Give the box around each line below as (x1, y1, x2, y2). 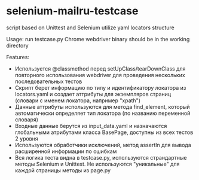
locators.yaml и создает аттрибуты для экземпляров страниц (14, 90, 172, 97)
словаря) (14, 115, 39, 123)
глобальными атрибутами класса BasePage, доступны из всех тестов (14, 129, 194, 136)
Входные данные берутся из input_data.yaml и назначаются (14, 122, 167, 129)
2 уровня (14, 135, 39, 142)
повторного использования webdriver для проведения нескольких (14, 71, 185, 78)
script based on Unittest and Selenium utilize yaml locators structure (6, 24, 174, 31)
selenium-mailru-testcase (6, 4, 139, 18)
